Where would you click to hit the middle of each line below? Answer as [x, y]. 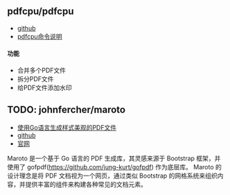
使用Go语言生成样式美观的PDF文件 [67, 127]
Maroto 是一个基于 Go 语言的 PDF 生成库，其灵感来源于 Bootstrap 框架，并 [114, 158]
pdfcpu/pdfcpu [41, 11]
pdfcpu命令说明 [39, 36]
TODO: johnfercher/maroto [67, 110]
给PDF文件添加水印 [45, 88]
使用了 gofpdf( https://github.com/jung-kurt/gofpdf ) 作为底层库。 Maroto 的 [114, 167]
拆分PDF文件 [35, 79]
